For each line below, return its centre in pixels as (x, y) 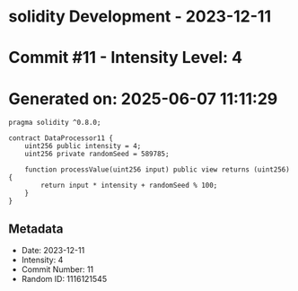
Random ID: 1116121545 (64, 279)
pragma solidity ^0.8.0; (55, 123)
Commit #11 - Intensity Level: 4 (126, 58)
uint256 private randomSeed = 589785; (97, 154)
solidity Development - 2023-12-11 (140, 17)
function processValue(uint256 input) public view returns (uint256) (158, 170)
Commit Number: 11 (57, 269)
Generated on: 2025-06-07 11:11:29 (143, 98)
